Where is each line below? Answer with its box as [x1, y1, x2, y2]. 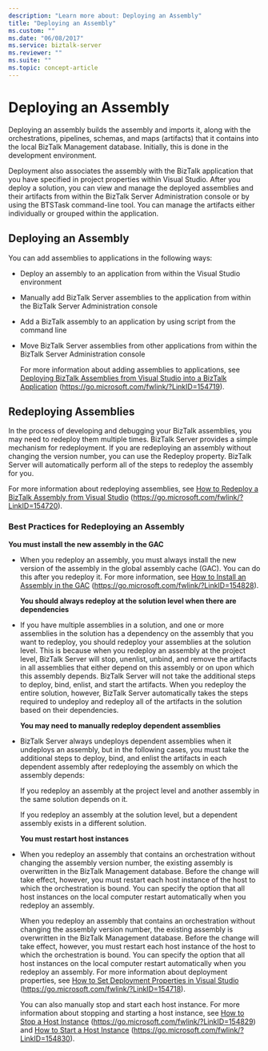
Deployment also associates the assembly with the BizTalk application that [8, 166, 254, 175]
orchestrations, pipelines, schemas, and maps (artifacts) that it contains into [8, 133, 259, 143]
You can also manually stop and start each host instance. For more [19, 999, 240, 1009]
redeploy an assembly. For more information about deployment [19, 967, 228, 977]
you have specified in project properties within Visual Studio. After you [8, 174, 241, 184]
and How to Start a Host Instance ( [19, 1025, 134, 1034]
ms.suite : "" [8, 57, 52, 65]
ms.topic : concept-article [8, 64, 98, 72]
